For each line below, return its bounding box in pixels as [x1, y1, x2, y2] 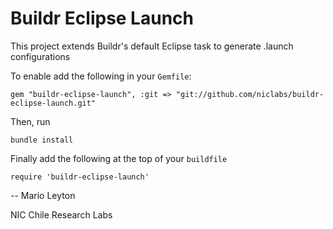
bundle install [10, 135, 74, 145]
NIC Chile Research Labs [10, 208, 113, 221]
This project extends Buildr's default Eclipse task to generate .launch [10, 40, 294, 52]
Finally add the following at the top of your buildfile [10, 152, 228, 164]
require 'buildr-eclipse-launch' [10, 172, 150, 182]
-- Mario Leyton [10, 189, 76, 201]
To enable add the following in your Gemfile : [10, 70, 192, 82]
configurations [10, 50, 71, 62]
